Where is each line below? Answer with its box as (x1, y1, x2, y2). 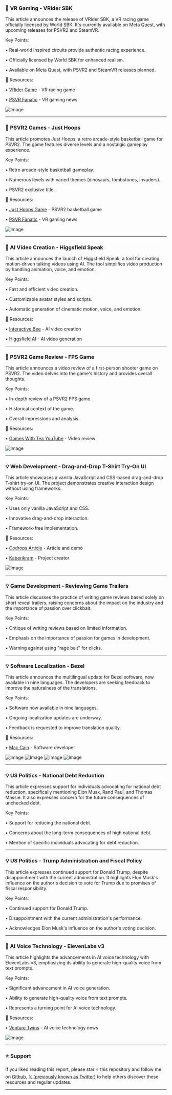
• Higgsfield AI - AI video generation (5, 336, 82, 342)
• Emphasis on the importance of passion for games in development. (5, 635, 150, 641)
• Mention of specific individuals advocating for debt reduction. (5, 840, 139, 846)
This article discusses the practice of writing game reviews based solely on (5, 594, 164, 600)
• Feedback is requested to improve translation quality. (5, 725, 121, 731)
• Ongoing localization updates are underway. (5, 715, 102, 721)
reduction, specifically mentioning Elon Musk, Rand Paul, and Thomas (5, 789, 153, 795)
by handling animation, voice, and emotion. (5, 266, 96, 272)
